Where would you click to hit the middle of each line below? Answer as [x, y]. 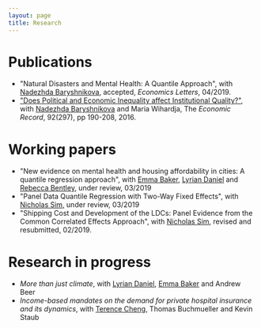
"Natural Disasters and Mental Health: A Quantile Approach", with [126, 84]
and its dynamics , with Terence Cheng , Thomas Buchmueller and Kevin [136, 309]
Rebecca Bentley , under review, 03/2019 [85, 188]
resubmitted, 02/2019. [56, 230]
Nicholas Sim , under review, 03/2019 [79, 205]
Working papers [62, 149]
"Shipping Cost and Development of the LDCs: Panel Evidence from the [136, 213]
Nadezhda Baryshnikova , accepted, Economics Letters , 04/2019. [125, 92]
